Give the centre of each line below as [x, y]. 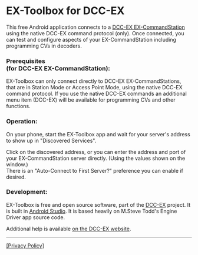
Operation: [22, 122]
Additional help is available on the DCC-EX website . [69, 229]
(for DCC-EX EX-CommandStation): [58, 68]
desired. [16, 177]
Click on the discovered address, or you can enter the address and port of [96, 152]
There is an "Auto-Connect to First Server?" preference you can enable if [95, 170]
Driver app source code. [36, 217]
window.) [17, 164]
